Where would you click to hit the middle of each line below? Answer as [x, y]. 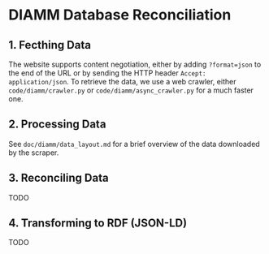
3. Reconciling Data [59, 178]
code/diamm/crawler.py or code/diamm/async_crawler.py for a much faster [131, 90]
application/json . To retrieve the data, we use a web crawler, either [122, 82]
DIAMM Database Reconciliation [120, 15]
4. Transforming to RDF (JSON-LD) [98, 224]
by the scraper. [34, 153]
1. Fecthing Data [50, 45]
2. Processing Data [57, 125]
